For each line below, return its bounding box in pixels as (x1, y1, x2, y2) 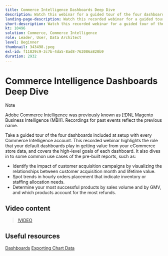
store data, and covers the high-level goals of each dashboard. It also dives (5, 148, 161, 154)
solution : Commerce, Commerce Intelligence (5, 30, 97, 35)
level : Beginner (5, 40, 39, 45)
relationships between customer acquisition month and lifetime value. (12, 168, 156, 175)
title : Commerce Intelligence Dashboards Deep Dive (5, 7, 115, 12)
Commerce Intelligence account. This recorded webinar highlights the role (5, 138, 158, 144)
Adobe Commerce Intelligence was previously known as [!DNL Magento (5, 112, 153, 118)
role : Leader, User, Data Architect (5, 35, 81, 40)
